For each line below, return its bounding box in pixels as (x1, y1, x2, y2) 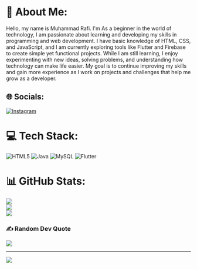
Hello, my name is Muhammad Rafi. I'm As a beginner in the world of (6, 25, 172, 32)
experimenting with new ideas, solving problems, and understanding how (6, 56, 184, 63)
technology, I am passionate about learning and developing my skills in (6, 31, 177, 38)
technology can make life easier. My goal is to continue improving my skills (6, 62, 187, 69)
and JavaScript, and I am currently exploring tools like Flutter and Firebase (6, 44, 186, 51)
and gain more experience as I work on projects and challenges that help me (6, 68, 191, 75)
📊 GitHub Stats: (6, 174, 86, 188)
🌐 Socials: (6, 92, 45, 102)
